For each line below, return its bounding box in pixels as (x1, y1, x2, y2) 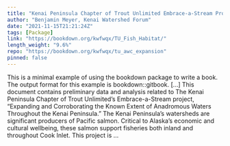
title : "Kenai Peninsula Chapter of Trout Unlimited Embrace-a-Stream (7, 10, 213, 17)
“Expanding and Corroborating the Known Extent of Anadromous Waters (7, 102, 212, 110)
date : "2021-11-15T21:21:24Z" (7, 23, 94, 29)
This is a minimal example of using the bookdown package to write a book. (7, 73, 218, 81)
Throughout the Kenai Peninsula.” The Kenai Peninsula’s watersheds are (7, 109, 210, 117)
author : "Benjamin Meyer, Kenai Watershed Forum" (7, 16, 152, 23)
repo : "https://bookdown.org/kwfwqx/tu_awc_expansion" (7, 48, 167, 55)
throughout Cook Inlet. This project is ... (7, 131, 119, 139)
